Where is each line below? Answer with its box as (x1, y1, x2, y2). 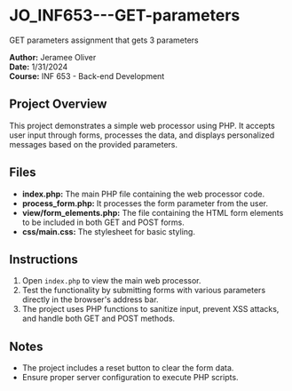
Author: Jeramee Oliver (9, 52, 97, 62)
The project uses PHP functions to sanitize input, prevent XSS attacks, (21, 304, 280, 315)
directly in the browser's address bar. (21, 294, 159, 305)
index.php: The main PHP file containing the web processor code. (21, 188, 264, 199)
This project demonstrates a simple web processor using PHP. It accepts (9, 120, 275, 131)
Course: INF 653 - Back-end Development (9, 70, 165, 81)
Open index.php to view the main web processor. (21, 275, 201, 286)
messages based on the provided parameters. (9, 139, 178, 149)
